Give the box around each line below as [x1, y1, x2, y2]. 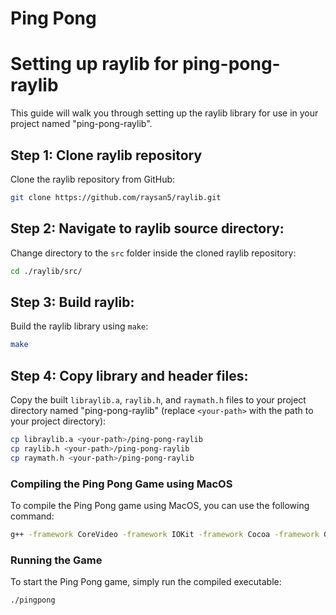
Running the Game [10, 553, 103, 567]
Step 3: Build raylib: [10, 293, 135, 311]
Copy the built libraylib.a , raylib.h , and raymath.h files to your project [10, 394, 307, 406]
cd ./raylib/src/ [10, 266, 83, 276]
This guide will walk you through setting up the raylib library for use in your [10, 107, 319, 119]
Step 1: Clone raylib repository [10, 147, 203, 164]
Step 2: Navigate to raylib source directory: [10, 220, 285, 237]
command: [10, 510, 55, 522]
